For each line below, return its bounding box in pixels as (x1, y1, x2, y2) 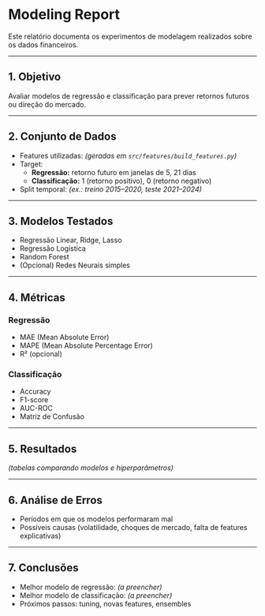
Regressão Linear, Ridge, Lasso (19, 235, 122, 245)
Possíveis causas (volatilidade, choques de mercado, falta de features (19, 522, 248, 532)
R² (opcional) (19, 349, 63, 359)
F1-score (19, 395, 49, 405)
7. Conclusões (8, 562, 79, 575)
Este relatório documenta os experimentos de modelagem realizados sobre (8, 32, 252, 41)
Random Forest (19, 252, 69, 262)
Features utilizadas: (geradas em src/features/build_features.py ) (19, 151, 237, 160)
